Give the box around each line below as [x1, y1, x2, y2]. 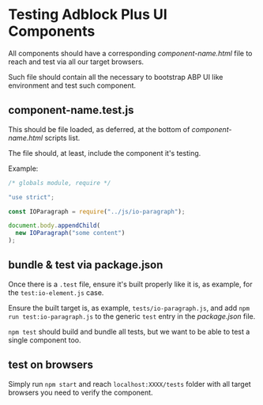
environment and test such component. [8, 81, 137, 90]
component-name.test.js [8, 104, 134, 117]
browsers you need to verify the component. [8, 388, 153, 397]
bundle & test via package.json [8, 259, 163, 272]
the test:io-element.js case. [8, 287, 104, 297]
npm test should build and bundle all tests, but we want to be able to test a [8, 327, 250, 336]
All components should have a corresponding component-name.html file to [8, 48, 253, 58]
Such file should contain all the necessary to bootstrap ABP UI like [8, 72, 224, 81]
